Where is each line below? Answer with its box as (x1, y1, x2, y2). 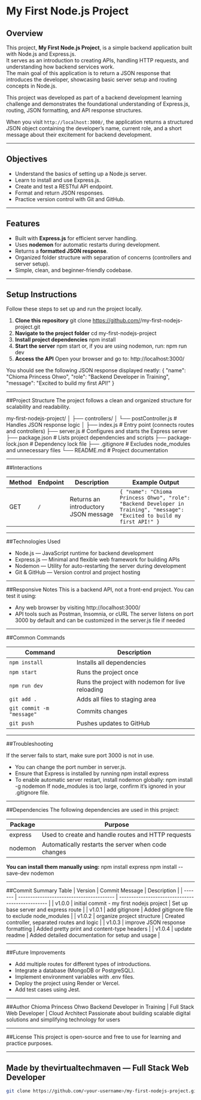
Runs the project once (77, 668, 139, 677)
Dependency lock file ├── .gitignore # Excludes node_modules (34, 440, 191, 448)
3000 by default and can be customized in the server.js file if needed (14, 617, 185, 624)
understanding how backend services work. (6, 63, 115, 70)
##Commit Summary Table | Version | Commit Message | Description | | (6, 887, 183, 894)
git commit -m (9, 705, 50, 712)
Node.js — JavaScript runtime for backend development (14, 549, 154, 557)
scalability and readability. (6, 403, 71, 411)
